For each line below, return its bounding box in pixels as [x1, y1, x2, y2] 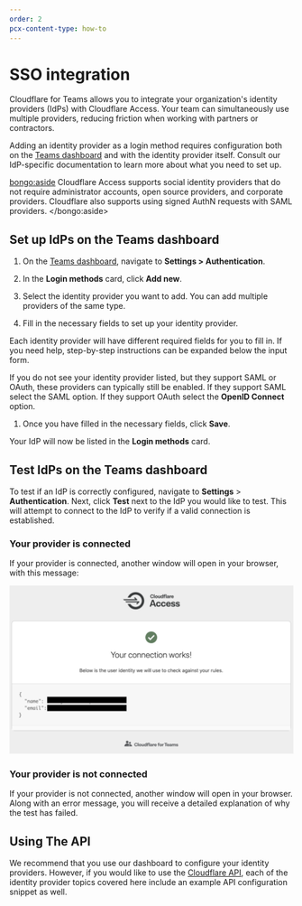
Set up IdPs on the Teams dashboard [9, 231, 220, 248]
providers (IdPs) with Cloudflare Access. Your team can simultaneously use [9, 104, 290, 115]
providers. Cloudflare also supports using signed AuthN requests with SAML [9, 196, 293, 207]
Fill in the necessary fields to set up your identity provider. [22, 318, 239, 329]
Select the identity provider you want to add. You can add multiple [22, 291, 269, 302]
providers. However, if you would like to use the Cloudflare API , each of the [9, 867, 288, 878]
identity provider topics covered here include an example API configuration [9, 877, 288, 888]
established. [9, 515, 55, 526]
